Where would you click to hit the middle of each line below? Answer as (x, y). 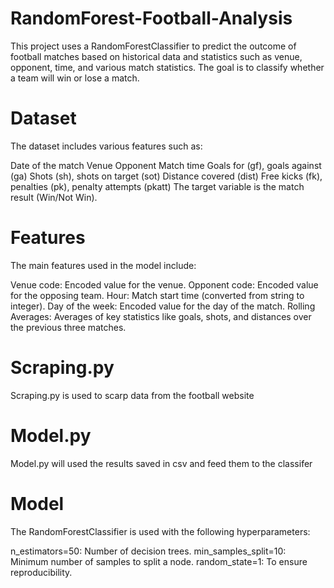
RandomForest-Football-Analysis (151, 18)
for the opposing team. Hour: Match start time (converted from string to (157, 295)
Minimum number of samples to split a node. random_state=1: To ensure (159, 561)
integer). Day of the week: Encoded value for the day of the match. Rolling (163, 306)
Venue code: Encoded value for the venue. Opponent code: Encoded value (164, 284)
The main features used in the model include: (103, 265)
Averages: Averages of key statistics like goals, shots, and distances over (161, 316)
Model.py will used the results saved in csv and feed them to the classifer (161, 463)
